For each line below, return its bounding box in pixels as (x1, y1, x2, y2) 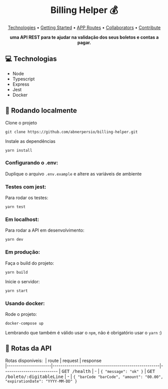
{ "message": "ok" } (100, 369, 144, 374)
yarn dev (5, 237, 24, 242)
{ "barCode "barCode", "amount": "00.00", (73, 374, 163, 379)
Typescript (12, 76, 35, 82)
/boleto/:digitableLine (5, 373, 64, 379)
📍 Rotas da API (5, 344, 52, 353)
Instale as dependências (5, 138, 56, 144)
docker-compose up (5, 321, 44, 326)
